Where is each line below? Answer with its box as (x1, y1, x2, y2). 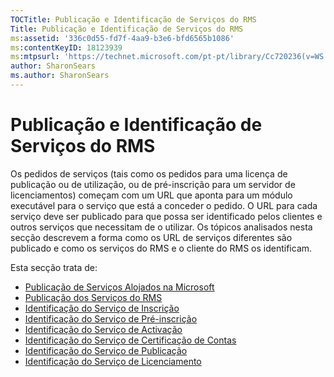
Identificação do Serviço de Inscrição (24, 302, 180, 314)
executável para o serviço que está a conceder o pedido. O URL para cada (10, 199, 318, 211)
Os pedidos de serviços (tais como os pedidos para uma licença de (10, 167, 288, 180)
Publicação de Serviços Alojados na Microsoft (24, 281, 215, 293)
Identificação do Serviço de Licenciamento (24, 355, 202, 367)
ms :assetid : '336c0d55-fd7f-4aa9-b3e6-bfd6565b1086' (10, 33, 235, 43)
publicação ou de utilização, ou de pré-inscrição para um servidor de (10, 178, 296, 190)
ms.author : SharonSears (10, 71, 110, 81)
